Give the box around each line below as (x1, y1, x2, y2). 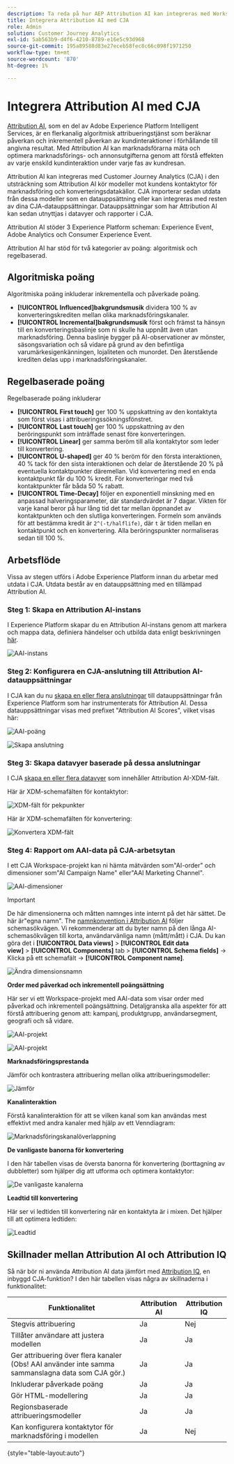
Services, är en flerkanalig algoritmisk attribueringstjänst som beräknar (7, 129, 211, 137)
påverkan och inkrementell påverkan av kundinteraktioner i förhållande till (7, 136, 218, 145)
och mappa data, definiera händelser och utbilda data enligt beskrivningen (7, 628, 221, 636)
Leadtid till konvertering (7, 1194, 79, 1202)
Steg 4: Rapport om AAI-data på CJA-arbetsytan (7, 845, 175, 855)
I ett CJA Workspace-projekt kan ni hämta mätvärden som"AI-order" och (7, 861, 216, 870)
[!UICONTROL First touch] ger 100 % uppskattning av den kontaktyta (17, 408, 217, 416)
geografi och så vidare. (7, 1017, 75, 1025)
